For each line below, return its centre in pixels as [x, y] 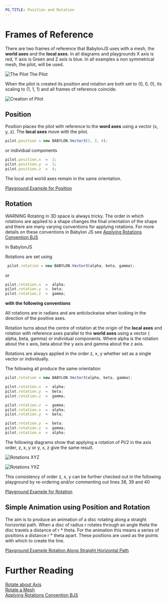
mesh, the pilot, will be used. [34, 64]
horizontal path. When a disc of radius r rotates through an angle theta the [81, 524]
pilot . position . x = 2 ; [31, 160]
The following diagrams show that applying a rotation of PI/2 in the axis [78, 442]
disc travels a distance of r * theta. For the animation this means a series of [82, 530]
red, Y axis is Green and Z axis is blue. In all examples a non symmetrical [80, 59]
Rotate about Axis [23, 584]
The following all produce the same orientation [53, 368]
